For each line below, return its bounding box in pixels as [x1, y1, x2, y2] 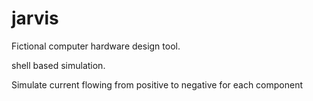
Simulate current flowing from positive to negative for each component [11, 78, 304, 91]
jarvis [11, 7, 59, 30]
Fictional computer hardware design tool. [11, 40, 181, 52]
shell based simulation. [11, 59, 106, 71]
